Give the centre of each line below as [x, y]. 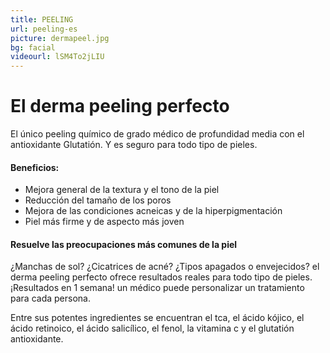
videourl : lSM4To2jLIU [57, 57]
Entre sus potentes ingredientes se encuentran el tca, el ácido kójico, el [157, 318]
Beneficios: [35, 167]
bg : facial [33, 47]
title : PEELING [42, 19]
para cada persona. [50, 298]
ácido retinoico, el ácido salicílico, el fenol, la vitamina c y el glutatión [152, 328]
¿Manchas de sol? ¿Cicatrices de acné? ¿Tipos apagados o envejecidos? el [165, 267]
